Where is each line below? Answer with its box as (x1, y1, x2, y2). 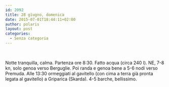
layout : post (5, 26, 33, 32)
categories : (5, 31, 30, 36)
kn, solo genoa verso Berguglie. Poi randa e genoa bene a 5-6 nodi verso (5, 65, 158, 71)
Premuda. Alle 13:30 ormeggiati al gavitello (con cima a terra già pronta (5, 70, 153, 76)
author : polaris (5, 21, 39, 27)
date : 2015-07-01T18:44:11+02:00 (5, 17, 76, 22)
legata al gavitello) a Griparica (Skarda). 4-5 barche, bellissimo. (5, 76, 137, 82)
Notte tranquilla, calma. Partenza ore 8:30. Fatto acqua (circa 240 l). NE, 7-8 (5, 60, 164, 66)
